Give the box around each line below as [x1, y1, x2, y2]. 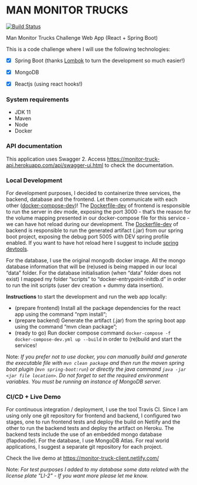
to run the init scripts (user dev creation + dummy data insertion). [6, 282, 164, 289]
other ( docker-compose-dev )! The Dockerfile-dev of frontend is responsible [6, 202, 191, 209]
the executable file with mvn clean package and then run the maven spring [6, 360, 185, 367]
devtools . [6, 245, 29, 252]
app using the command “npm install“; [14, 311, 107, 318]
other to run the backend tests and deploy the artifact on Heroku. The [6, 425, 174, 432]
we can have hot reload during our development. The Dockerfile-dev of [6, 221, 179, 228]
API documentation [6, 142, 63, 150]
